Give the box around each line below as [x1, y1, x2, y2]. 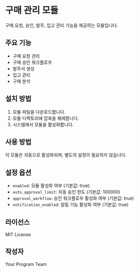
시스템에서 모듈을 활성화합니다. [12, 121, 74, 127]
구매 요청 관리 [12, 53, 40, 59]
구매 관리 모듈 [5, 5, 59, 16]
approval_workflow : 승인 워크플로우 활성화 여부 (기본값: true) [12, 195, 134, 201]
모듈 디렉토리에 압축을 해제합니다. [12, 115, 79, 121]
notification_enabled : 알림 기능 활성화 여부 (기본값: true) [12, 202, 129, 208]
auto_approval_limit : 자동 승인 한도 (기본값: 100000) [12, 189, 120, 195]
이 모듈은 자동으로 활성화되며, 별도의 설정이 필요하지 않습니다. [5, 152, 127, 158]
